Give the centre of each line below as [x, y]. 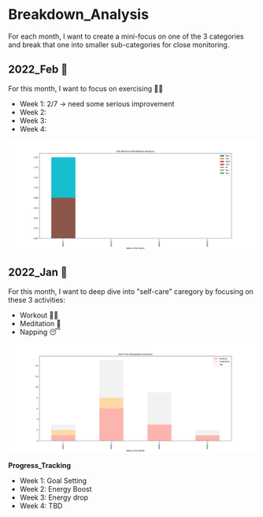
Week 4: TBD [41, 506]
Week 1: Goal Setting [53, 481]
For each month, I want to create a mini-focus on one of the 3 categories [126, 36]
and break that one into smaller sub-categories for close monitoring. [119, 44]
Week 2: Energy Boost [56, 489]
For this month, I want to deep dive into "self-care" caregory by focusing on [131, 291]
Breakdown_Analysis [79, 15]
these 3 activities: [37, 299]
